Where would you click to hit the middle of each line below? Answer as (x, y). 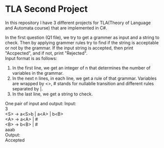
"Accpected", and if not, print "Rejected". (46, 53)
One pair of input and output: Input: (41, 103)
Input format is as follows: (31, 58)
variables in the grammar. (38, 73)
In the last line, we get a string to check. (52, 94)
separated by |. (27, 89)
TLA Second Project (47, 9)
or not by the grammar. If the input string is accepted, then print (69, 48)
